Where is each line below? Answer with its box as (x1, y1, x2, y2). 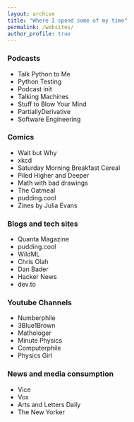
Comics (7, 132, 35, 142)
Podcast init (17, 84, 53, 93)
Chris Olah (17, 258, 49, 266)
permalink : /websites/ (7, 23, 74, 30)
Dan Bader (17, 265, 49, 273)
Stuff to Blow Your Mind (17, 100, 87, 108)
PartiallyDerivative (17, 107, 71, 115)
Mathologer (17, 329, 51, 337)
